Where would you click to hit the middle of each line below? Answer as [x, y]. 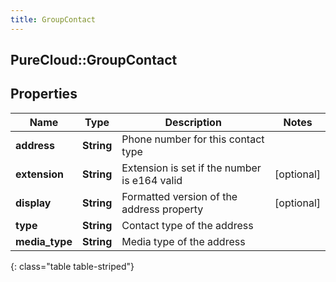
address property [162, 209]
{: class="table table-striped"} [72, 266]
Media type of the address [183, 241]
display [33, 203]
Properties [44, 94]
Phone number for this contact [193, 139]
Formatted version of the [179, 196]
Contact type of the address [187, 225]
